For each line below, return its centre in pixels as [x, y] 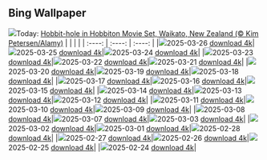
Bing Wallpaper [47, 13]
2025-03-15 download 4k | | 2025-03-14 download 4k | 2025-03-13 [125, 90]
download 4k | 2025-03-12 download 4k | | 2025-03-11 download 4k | [127, 100]
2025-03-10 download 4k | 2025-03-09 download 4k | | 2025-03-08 [127, 109]
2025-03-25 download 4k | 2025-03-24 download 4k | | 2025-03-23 [135, 52]
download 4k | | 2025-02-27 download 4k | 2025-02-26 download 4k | [129, 138]
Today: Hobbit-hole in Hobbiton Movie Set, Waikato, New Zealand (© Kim [138, 33]
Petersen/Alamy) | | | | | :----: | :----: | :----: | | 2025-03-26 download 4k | [131, 42]
